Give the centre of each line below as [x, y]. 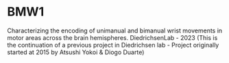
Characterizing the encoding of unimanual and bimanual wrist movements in [115, 30]
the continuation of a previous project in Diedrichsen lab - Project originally [113, 45]
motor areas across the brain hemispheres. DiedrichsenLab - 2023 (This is [112, 37]
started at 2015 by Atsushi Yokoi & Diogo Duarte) [76, 52]
